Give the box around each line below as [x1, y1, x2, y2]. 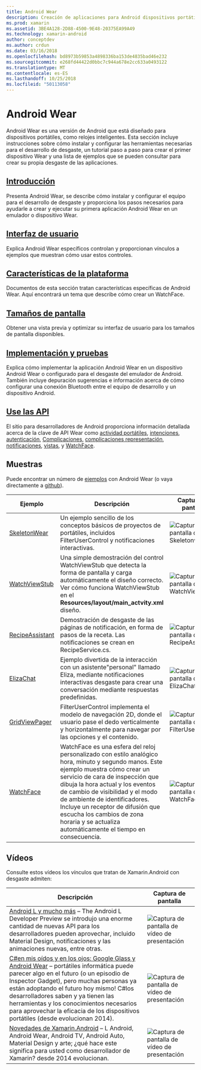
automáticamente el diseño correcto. [60, 576, 163, 584]
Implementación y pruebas [6, 348, 109, 358]
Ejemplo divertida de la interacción [60, 655, 157, 663]
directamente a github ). [6, 482, 64, 489]
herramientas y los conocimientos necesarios [9, 999, 137, 1008]
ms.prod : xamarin [6, 20, 50, 26]
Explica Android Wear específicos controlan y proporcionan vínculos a [6, 244, 179, 252]
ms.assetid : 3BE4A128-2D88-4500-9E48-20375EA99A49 [6, 25, 135, 32]
